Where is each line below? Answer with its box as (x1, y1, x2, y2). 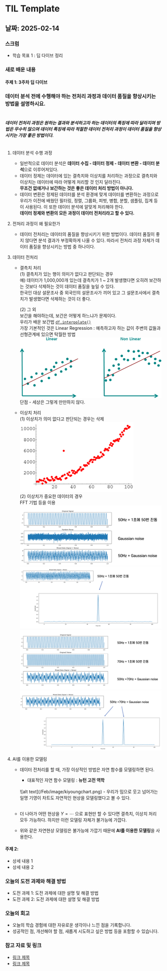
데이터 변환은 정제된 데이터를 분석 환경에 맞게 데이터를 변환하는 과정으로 (19, 191, 159, 197)
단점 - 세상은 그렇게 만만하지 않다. (19, 399, 86, 405)
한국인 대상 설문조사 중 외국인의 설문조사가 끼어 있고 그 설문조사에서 (19, 290, 151, 295)
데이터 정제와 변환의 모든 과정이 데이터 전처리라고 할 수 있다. (19, 210, 135, 216)
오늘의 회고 (5, 910, 30, 917)
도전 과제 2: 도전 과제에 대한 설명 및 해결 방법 (12, 896, 100, 902)
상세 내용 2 (12, 864, 34, 870)
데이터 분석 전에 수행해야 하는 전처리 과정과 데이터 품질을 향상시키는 (5, 93, 156, 100)
